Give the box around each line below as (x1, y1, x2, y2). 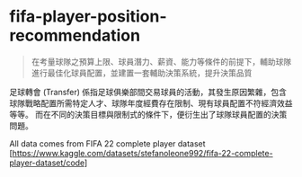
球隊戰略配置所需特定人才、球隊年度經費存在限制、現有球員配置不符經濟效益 (9, 97, 293, 109)
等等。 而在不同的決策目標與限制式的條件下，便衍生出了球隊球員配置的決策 (9, 109, 288, 119)
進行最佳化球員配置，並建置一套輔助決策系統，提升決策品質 (31, 67, 253, 78)
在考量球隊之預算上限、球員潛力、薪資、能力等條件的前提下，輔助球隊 (31, 56, 292, 66)
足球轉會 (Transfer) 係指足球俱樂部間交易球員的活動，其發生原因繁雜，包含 (9, 86, 288, 97)
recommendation (9, 25, 141, 46)
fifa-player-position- (9, 6, 168, 27)
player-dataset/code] (9, 157, 88, 168)
